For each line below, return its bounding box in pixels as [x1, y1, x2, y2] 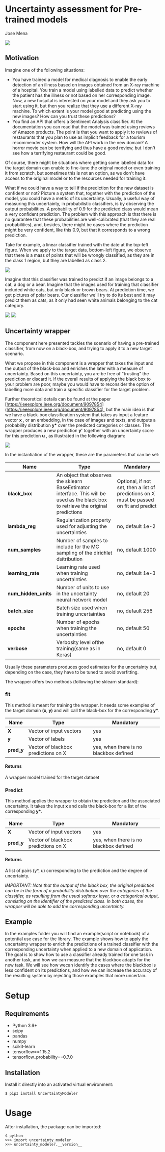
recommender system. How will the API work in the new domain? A [12, 139, 148, 145]
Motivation [5, 54, 39, 62]
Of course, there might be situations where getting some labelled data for [5, 159, 154, 165]
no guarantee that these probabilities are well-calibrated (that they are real [5, 216, 156, 222]
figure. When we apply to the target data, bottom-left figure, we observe [5, 247, 151, 253]
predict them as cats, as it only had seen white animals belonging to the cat [5, 297, 158, 303]
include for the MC [56, 543, 100, 550]
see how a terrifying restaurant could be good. [12, 150, 107, 156]
